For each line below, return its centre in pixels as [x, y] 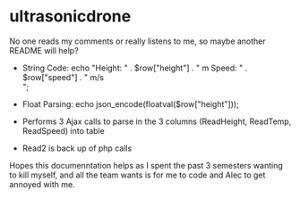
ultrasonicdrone [70, 16]
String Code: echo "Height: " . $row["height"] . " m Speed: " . [135, 68]
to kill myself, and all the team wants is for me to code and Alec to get [137, 175]
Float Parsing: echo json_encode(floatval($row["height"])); [130, 103]
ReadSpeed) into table [63, 130]
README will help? [44, 50]
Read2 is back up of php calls [77, 148]
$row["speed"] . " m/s [63, 77]
